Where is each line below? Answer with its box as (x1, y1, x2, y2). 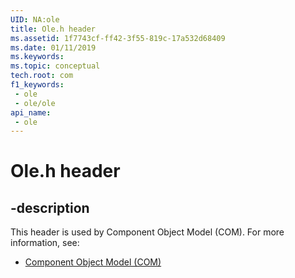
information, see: (10, 237, 80, 249)
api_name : (10, 107, 52, 118)
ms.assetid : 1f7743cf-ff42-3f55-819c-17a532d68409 (10, 33, 226, 43)
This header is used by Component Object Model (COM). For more (10, 226, 285, 238)
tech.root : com (10, 71, 74, 81)
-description (10, 199, 90, 216)
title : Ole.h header (10, 24, 97, 34)
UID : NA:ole (10, 14, 60, 25)
